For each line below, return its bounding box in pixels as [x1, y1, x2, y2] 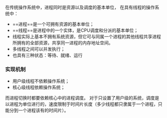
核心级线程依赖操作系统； [12, 84, 65, 91]
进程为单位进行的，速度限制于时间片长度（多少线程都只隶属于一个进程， [9, 101, 158, 107]
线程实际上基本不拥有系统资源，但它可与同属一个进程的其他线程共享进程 [12, 34, 161, 39]
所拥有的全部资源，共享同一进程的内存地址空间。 [12, 40, 113, 46]
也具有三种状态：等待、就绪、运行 [12, 52, 83, 58]
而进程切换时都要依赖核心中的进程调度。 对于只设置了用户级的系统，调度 [5, 95, 155, 101]
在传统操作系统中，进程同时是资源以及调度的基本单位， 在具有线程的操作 [5, 4, 155, 10]
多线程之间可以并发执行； [12, 46, 65, 52]
